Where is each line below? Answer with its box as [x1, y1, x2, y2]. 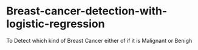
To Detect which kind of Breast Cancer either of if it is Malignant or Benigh [6, 37, 193, 44]
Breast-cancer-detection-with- [6, 4, 168, 18]
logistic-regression [6, 17, 105, 31]
